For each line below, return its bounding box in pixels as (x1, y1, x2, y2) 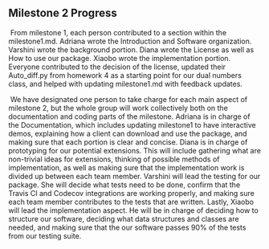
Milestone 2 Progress (8, 6, 118, 20)
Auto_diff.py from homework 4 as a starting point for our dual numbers (8, 70, 243, 80)
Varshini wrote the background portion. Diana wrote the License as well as (8, 44, 255, 55)
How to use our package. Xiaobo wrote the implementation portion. (8, 53, 231, 63)
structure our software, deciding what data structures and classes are (8, 214, 239, 223)
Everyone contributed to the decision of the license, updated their (8, 62, 226, 71)
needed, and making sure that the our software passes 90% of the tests (8, 222, 247, 232)
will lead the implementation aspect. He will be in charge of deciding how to (8, 205, 259, 215)
